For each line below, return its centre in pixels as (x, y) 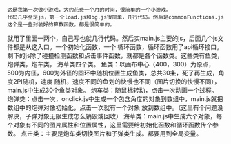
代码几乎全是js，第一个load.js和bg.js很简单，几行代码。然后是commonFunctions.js (115, 17)
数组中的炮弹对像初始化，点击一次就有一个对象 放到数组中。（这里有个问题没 (115, 107)
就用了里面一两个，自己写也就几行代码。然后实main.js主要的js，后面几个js (113, 38)
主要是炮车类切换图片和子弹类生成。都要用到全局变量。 (123, 133)
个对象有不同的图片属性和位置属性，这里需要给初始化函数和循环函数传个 (110, 125)
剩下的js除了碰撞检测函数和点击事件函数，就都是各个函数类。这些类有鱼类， (115, 55)
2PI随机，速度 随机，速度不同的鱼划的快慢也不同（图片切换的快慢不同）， (117, 81)
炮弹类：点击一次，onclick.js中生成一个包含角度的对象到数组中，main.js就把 (115, 99)
